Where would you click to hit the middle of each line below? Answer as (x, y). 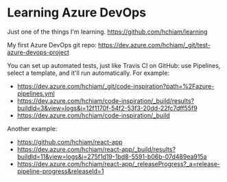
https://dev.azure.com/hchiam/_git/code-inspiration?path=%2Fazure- (116, 86)
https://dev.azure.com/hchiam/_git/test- (155, 45)
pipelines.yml (36, 93)
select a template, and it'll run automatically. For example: (88, 73)
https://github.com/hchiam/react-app (70, 141)
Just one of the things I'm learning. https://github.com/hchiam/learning (107, 32)
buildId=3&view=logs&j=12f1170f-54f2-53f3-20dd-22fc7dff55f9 (107, 108)
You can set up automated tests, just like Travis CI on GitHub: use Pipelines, (114, 65)
